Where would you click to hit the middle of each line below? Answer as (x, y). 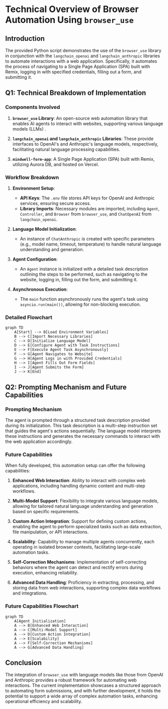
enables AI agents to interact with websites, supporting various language (88, 124)
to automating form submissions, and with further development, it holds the (83, 691)
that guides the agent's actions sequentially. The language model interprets (83, 431)
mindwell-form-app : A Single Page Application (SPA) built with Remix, (83, 159)
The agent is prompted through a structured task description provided (77, 420)
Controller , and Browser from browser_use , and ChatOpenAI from (86, 214)
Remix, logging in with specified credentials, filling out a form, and (73, 72)
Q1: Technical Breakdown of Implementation (76, 93)
